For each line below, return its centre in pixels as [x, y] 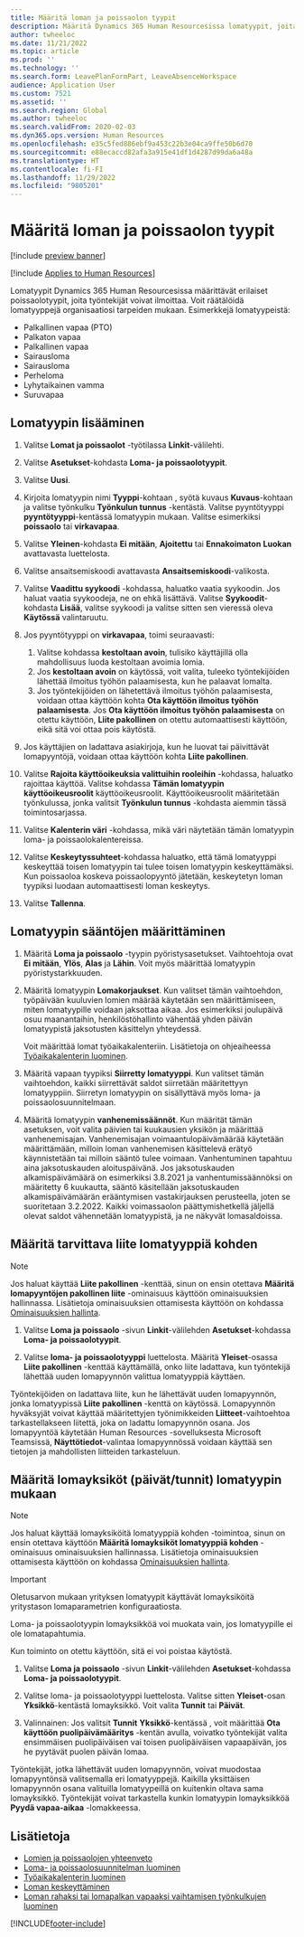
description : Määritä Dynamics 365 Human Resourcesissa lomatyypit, [142, 26]
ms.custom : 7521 [41, 93]
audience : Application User [63, 85]
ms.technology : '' [45, 69]
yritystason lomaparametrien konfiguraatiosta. [96, 1607]
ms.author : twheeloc [49, 118]
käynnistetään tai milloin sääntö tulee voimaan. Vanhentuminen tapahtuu [157, 1157]
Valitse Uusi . [46, 479]
